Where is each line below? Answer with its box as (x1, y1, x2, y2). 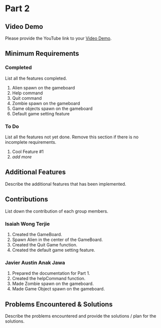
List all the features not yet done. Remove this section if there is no (5, 134, 139, 140)
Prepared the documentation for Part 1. (12, 270, 90, 276)
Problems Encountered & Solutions (5, 300, 113, 308)
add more (12, 153, 32, 159)
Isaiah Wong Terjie (5, 220, 50, 227)
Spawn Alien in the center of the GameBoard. (12, 237, 103, 242)
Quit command (12, 95, 42, 101)
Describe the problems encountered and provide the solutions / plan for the (5, 313, 157, 319)
